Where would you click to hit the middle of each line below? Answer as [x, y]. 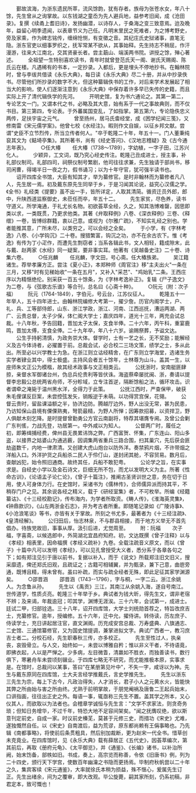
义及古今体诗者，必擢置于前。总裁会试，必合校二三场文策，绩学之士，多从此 [98, 345]
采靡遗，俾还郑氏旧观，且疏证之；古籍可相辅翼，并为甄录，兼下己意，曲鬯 [95, 564]
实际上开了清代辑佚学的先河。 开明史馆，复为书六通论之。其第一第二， [96, 96]
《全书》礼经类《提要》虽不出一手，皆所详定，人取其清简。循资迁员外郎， [94, 191]
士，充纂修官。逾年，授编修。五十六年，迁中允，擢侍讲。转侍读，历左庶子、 [98, 616]
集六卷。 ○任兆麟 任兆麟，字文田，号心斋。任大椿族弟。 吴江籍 [97, 257]
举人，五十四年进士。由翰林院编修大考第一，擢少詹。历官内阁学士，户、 [98, 301]
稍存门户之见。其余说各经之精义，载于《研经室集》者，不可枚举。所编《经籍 [98, 491]
